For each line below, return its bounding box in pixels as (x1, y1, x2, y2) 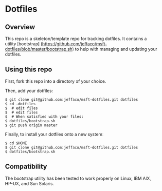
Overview (5, 23, 36, 31)
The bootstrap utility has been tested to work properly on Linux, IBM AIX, (5, 175, 151, 181)
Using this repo (5, 65, 53, 74)
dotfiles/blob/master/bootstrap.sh (5, 46, 72, 52)
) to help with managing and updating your (72, 46, 157, 52)
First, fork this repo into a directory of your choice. (5, 78, 106, 84)
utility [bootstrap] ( (5, 41, 43, 47)
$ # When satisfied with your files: (5, 114, 84, 119)
